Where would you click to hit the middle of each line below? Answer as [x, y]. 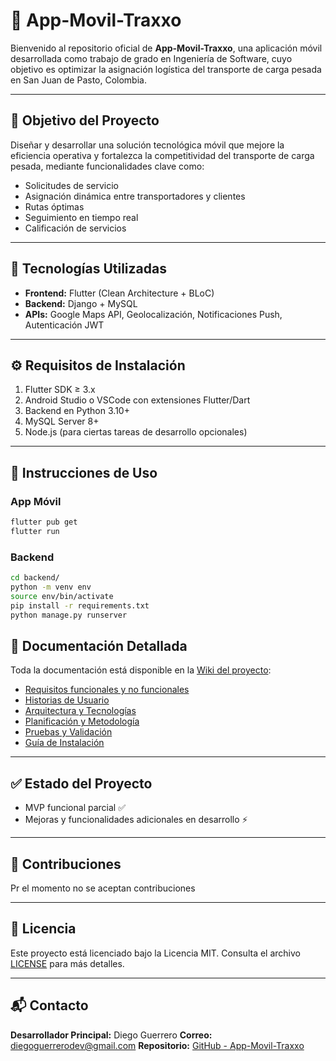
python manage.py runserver [69, 615]
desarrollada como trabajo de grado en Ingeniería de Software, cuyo [151, 58]
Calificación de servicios [75, 228]
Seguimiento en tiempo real [81, 217]
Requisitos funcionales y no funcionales [107, 690]
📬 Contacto [49, 1005]
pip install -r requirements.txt [80, 605]
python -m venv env [51, 587]
